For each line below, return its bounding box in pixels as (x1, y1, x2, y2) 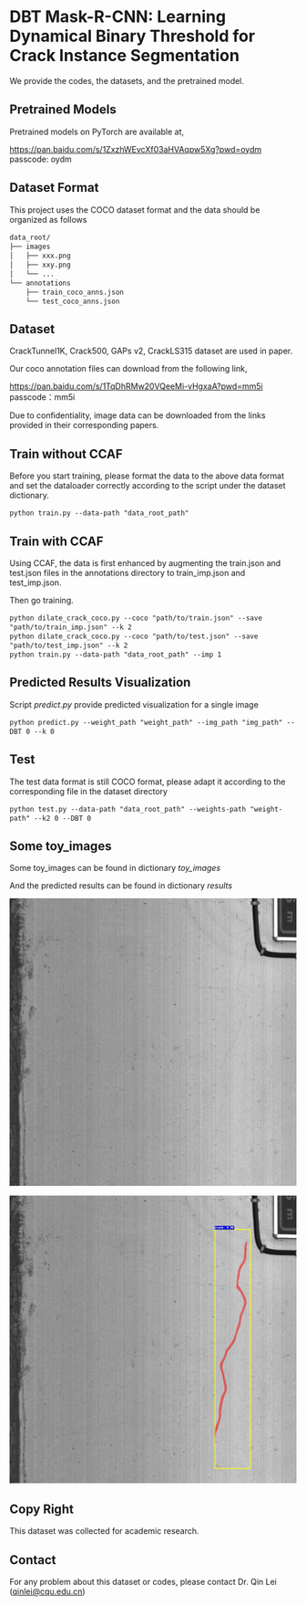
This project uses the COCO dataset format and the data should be (9, 204, 260, 215)
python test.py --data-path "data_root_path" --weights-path (9, 804, 247, 813)
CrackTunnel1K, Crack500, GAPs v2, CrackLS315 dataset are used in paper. (9, 345, 293, 357)
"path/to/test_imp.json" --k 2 (9, 641, 128, 650)
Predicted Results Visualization (9, 675, 191, 690)
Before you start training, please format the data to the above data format (9, 470, 285, 481)
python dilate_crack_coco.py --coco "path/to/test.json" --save (9, 632, 259, 641)
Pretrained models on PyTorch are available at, (9, 126, 185, 137)
